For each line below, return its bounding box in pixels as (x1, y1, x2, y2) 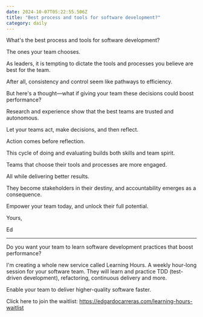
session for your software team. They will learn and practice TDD (6, 268, 169, 275)
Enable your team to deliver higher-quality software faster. (6, 286, 152, 293)
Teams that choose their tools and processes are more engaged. (6, 161, 167, 168)
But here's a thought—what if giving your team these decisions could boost (6, 90, 194, 97)
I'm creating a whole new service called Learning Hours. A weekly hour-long (6, 261, 197, 269)
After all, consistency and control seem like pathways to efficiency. (6, 78, 173, 85)
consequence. (6, 191, 42, 198)
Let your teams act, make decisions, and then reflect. (6, 126, 139, 133)
